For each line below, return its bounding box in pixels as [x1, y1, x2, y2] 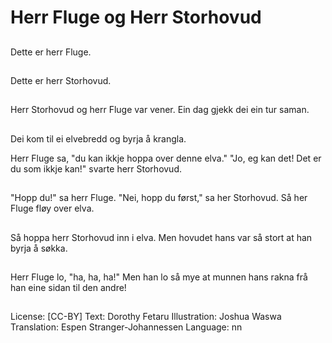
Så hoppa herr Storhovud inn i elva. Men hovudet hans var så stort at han [10, 231, 313, 243]
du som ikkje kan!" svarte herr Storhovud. [10, 162, 183, 175]
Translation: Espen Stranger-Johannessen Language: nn [10, 321, 243, 333]
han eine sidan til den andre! [10, 281, 127, 293]
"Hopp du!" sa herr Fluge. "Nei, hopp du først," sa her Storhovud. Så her [10, 192, 308, 204]
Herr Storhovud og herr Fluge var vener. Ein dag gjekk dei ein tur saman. [10, 104, 310, 116]
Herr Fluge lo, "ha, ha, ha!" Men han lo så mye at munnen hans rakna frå [10, 271, 308, 283]
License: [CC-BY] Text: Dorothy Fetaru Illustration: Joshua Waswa [10, 311, 282, 323]
